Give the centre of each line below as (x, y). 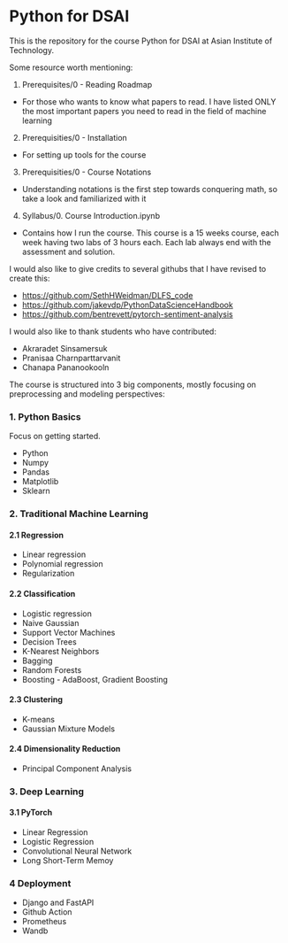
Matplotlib (40, 482)
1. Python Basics (45, 416)
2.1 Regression (37, 535)
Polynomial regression (62, 564)
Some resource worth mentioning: (71, 67)
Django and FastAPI (58, 903)
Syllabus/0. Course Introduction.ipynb (91, 215)
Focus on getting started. (55, 437)
